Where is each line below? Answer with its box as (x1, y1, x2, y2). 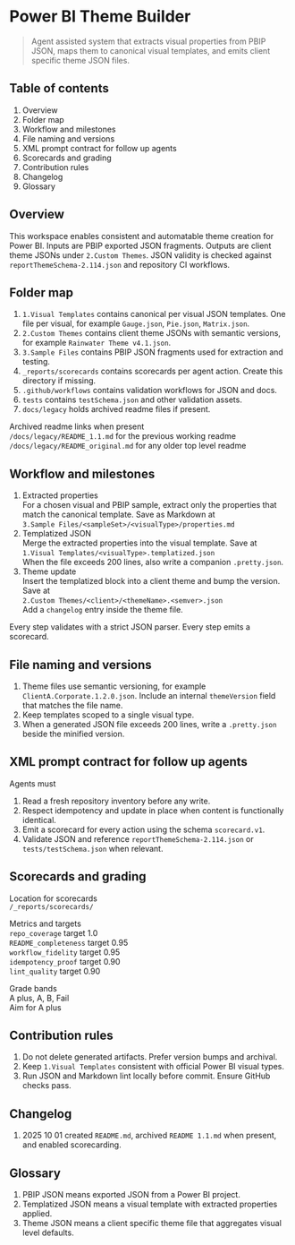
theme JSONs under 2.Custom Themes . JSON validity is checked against (9, 249, 273, 261)
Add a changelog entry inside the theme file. (21, 605, 183, 615)
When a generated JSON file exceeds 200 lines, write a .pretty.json (21, 719, 277, 729)
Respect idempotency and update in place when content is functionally (21, 804, 284, 816)
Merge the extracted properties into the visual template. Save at (21, 537, 257, 548)
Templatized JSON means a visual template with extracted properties (21, 1198, 278, 1210)
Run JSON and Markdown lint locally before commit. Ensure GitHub (21, 1070, 271, 1081)
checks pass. (21, 1080, 72, 1091)
